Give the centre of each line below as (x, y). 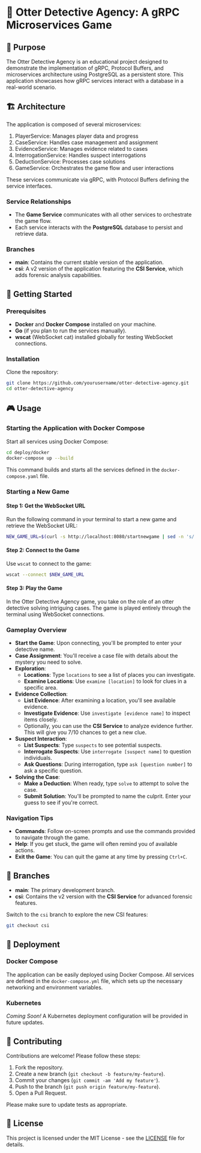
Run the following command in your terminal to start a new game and (91, 519)
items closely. (41, 720)
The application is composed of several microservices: (74, 124)
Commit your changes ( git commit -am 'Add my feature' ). (87, 1080)
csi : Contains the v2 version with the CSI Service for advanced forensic (104, 897)
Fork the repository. (39, 1067)
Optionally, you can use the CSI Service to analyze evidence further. (108, 726)
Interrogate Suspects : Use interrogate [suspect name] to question (107, 751)
